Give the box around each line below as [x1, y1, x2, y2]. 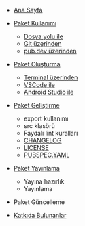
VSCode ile [23, 81, 56, 88]
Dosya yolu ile [23, 32, 63, 40]
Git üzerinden [23, 40, 62, 47]
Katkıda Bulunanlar [13, 212, 67, 219]
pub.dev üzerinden [23, 47, 77, 55]
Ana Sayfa [13, 6, 43, 14]
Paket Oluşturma [13, 60, 61, 68]
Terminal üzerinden [23, 73, 78, 81]
